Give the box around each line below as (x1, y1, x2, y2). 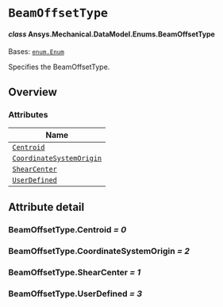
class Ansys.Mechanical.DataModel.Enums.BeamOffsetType (8, 29, 216, 39)
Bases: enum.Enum (8, 47, 65, 56)
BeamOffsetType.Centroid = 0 (8, 224, 127, 236)
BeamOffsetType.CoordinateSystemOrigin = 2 (8, 246, 190, 257)
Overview (8, 85, 58, 98)
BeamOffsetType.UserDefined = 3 (8, 288, 143, 299)
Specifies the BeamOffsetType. (8, 62, 110, 72)
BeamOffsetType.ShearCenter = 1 (8, 267, 141, 278)
